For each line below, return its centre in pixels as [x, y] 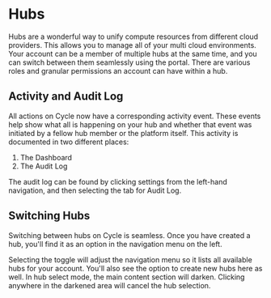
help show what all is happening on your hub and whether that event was [130, 124]
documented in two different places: [69, 142]
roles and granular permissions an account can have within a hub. [118, 70]
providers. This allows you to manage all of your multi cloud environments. [132, 45]
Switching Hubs [49, 216]
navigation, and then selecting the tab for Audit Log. [95, 190]
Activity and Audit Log [66, 97]
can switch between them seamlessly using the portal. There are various [129, 62]
